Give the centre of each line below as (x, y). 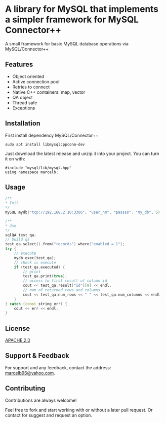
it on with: (15, 158)
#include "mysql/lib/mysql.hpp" (38, 168)
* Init (12, 203)
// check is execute (35, 263)
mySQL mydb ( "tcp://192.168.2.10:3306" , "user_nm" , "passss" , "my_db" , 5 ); (84, 212)
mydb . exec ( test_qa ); (35, 258)
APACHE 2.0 (18, 340)
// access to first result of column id (65, 281)
